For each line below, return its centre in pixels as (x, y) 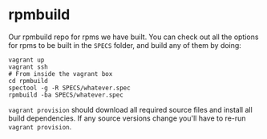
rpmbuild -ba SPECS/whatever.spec (66, 95)
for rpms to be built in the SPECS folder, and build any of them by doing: (125, 45)
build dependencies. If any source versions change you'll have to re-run (127, 118)
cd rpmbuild (28, 81)
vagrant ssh (28, 67)
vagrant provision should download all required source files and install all (130, 109)
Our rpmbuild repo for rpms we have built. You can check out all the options (133, 37)
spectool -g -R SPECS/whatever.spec (69, 88)
